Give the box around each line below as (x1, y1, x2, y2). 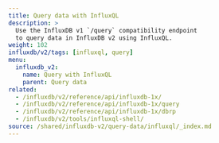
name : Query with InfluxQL (22, 71, 112, 79)
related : (8, 85, 37, 94)
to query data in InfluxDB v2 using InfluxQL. (15, 33, 173, 42)
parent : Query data (22, 78, 88, 86)
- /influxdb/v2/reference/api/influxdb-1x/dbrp (15, 108, 177, 116)
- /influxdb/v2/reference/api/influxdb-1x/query (15, 100, 180, 108)
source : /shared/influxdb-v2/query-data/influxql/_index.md (8, 122, 213, 130)
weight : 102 (8, 41, 48, 49)
